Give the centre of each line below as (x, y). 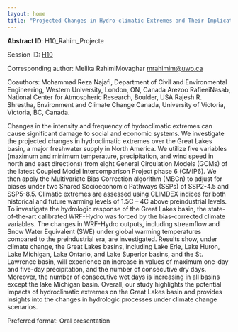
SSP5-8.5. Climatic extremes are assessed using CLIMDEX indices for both (117, 194)
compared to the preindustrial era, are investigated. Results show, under (113, 239)
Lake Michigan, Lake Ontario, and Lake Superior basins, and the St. (105, 254)
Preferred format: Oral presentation (59, 321)
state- (217, 209)
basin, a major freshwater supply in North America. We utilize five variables (117, 148)
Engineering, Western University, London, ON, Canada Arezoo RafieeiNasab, (119, 89)
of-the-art (22, 216)
